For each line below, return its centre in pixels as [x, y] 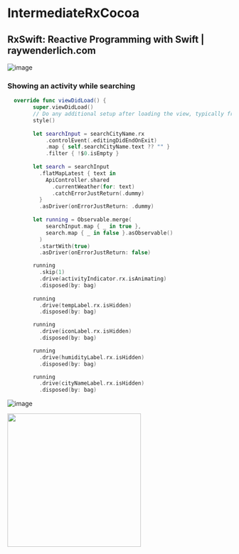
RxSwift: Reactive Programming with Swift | [106, 39]
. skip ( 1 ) [52, 272]
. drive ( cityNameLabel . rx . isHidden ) [91, 383]
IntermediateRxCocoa [74, 13]
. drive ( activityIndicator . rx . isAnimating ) [103, 279]
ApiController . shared [78, 180]
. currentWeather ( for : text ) [94, 186]
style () [44, 120]
